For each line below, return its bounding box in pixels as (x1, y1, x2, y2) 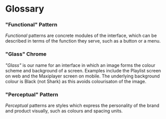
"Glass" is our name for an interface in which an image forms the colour (5, 62, 156, 68)
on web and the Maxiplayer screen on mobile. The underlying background (5, 73, 160, 79)
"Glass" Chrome (5, 51, 47, 58)
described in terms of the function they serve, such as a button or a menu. (5, 38, 161, 44)
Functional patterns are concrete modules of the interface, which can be (5, 32, 157, 38)
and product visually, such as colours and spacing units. (5, 108, 123, 114)
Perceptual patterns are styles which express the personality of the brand (5, 102, 159, 109)
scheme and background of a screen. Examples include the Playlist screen (5, 67, 161, 73)
